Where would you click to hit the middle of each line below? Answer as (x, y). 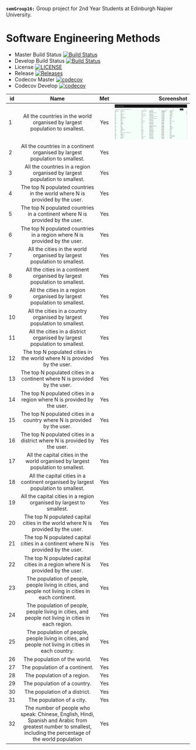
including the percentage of (57, 733)
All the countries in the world (57, 116)
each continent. (57, 597)
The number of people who (57, 708)
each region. (57, 624)
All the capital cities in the (57, 455)
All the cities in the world (58, 249)
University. (19, 15)
